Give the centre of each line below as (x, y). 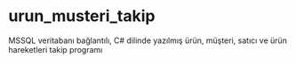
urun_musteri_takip (82, 16)
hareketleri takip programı (56, 49)
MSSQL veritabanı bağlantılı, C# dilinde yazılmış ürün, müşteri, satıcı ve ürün (148, 40)
